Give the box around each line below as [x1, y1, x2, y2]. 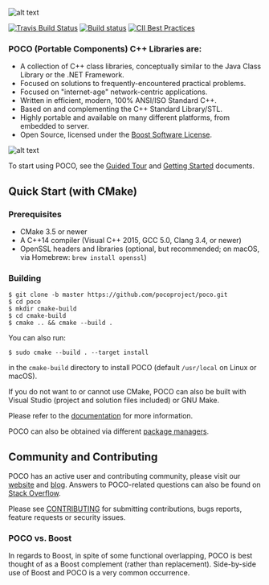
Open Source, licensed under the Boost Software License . [19, 130, 213, 140]
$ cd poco [8, 298, 42, 306]
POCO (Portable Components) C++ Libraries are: [8, 43, 202, 54]
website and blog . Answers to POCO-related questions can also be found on [8, 480, 261, 490]
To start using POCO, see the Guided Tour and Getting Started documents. [8, 161, 255, 171]
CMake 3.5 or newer [19, 226, 88, 237]
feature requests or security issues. [8, 513, 126, 522]
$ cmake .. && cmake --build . [8, 319, 113, 328]
